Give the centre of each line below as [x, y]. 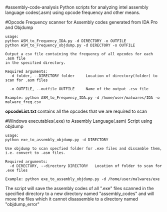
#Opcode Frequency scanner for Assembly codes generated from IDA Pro [81, 22]
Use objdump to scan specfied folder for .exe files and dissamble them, [84, 149]
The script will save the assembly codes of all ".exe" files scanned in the [79, 188]
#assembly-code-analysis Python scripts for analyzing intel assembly [77, 7]
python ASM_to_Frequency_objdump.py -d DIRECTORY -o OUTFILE [70, 45]
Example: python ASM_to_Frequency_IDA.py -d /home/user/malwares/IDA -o [82, 98]
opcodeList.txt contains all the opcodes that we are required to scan [76, 111]
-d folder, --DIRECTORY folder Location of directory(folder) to [83, 76]
